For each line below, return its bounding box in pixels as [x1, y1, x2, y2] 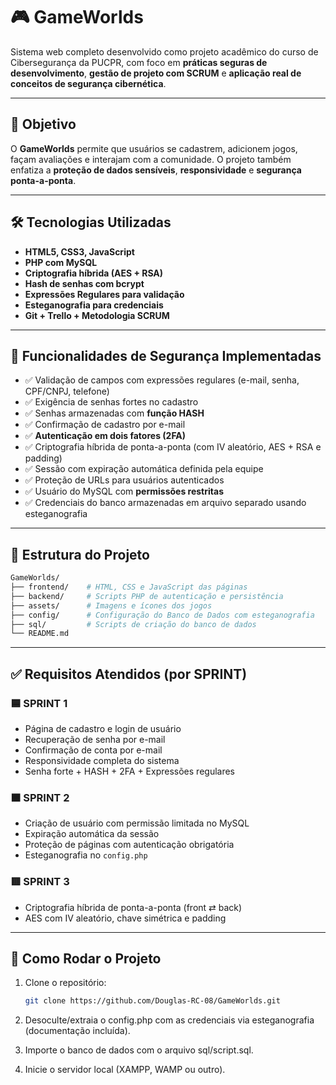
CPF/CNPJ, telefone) [24, 385, 110, 398]
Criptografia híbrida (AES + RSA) [24, 267, 164, 279]
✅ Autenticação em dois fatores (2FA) [24, 430, 187, 442]
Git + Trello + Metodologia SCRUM [24, 309, 170, 321]
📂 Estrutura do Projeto [10, 546, 150, 563]
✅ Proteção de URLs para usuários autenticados [24, 474, 225, 486]
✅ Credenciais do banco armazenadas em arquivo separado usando [24, 497, 307, 509]
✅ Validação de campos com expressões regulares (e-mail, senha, [24, 374, 300, 386]
